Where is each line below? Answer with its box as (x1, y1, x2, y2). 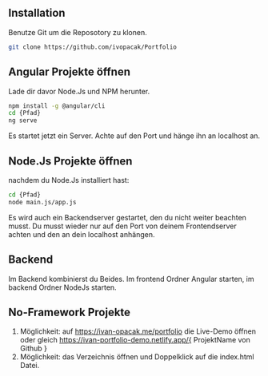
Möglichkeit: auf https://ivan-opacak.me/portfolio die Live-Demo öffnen (19, 327, 256, 336)
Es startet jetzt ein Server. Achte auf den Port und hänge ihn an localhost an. (8, 131, 261, 141)
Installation (8, 6, 66, 20)
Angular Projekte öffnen (8, 65, 130, 79)
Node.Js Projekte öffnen (8, 154, 133, 168)
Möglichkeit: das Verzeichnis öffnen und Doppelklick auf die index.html (19, 352, 254, 362)
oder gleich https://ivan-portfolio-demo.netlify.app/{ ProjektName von (19, 335, 250, 345)
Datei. (19, 361, 40, 370)
